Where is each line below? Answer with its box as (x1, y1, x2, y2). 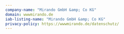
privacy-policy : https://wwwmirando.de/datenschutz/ (5, 21, 119, 26)
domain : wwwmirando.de (5, 12, 53, 17)
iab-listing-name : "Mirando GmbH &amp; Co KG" (5, 16, 106, 21)
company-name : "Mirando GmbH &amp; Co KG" (5, 7, 97, 12)
